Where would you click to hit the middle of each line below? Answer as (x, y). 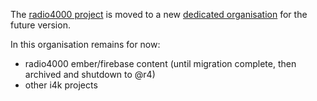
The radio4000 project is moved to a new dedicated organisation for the (159, 14)
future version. (40, 25)
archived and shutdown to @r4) (90, 74)
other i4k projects (61, 85)
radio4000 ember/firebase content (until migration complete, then (160, 63)
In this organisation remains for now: (85, 44)
